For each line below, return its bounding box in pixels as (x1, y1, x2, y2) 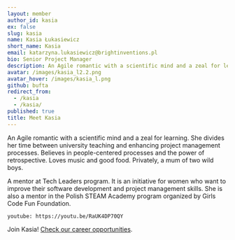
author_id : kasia (7, 17, 58, 24)
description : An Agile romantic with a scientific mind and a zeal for (7, 62, 220, 69)
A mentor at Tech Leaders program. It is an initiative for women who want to (7, 176, 226, 185)
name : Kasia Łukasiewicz (7, 36, 80, 43)
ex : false (7, 23, 36, 30)
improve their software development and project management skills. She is (7, 184, 222, 192)
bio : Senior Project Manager (7, 56, 92, 63)
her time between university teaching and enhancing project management (7, 141, 220, 149)
